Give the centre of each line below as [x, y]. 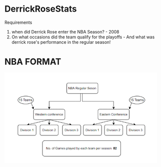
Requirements [18, 22]
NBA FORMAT [33, 62]
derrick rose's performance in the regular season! [61, 42]
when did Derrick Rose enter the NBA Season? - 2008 [65, 32]
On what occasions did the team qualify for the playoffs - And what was [83, 37]
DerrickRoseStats [41, 9]
